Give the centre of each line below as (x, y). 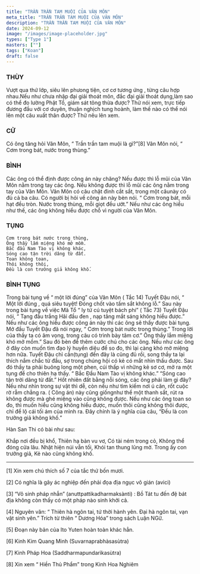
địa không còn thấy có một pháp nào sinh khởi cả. (68, 500)
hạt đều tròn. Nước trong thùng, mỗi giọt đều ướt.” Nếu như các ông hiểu (95, 204)
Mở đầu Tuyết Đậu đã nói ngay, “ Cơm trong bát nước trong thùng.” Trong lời (100, 329)
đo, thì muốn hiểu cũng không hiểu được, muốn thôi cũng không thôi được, (98, 405)
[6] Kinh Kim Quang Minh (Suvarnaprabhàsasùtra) (68, 541)
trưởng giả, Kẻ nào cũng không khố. (50, 453)
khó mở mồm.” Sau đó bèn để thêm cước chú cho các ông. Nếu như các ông (100, 342)
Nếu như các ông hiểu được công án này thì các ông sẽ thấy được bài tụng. (99, 323)
